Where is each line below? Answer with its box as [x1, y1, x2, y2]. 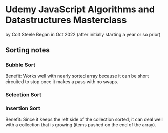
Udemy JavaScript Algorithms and [5, 4, 155, 15]
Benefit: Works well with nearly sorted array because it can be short [5, 73, 149, 79]
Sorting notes [5, 46, 50, 55]
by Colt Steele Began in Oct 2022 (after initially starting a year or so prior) [5, 31, 161, 37]
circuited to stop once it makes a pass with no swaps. [5, 78, 119, 85]
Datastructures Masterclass [5, 14, 127, 26]
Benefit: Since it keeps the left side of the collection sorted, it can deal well [5, 116, 163, 122]
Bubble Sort [5, 61, 36, 68]
